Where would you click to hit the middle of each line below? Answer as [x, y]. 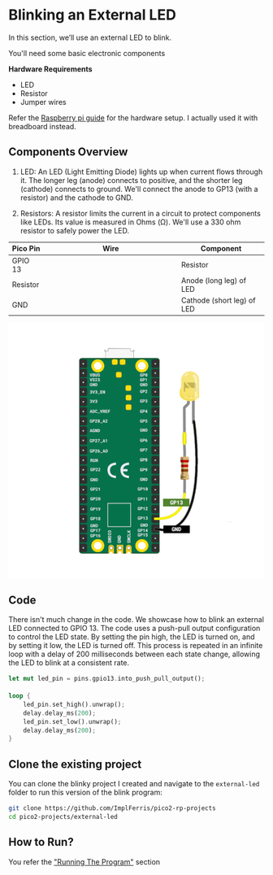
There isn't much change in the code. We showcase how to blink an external [136, 620]
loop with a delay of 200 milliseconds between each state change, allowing [134, 654]
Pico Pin [26, 249]
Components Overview [68, 152]
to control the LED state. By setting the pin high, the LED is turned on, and [132, 637]
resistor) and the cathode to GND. [77, 198]
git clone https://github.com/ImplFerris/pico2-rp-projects [113, 808]
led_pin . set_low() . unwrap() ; [72, 721]
